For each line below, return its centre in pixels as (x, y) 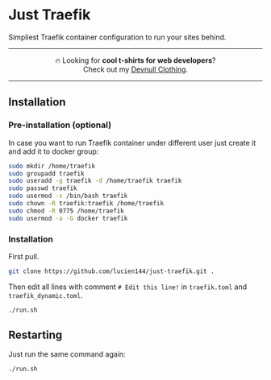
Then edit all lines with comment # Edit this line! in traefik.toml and (128, 287)
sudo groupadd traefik (46, 173)
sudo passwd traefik (43, 188)
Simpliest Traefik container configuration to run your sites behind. (117, 37)
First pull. (24, 256)
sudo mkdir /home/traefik (52, 166)
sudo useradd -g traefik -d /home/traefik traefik (95, 181)
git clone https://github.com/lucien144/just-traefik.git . (112, 271)
